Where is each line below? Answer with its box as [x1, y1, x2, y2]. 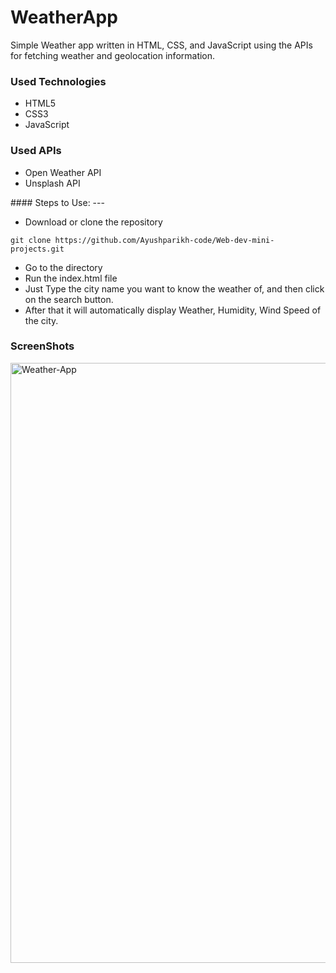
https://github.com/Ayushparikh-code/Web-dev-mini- [54, 235, 275, 245]
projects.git [10, 244, 65, 254]
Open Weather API [24, 166, 102, 178]
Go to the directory [24, 261, 103, 273]
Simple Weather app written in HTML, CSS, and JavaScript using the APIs [10, 39, 313, 51]
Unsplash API [24, 177, 81, 189]
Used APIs [10, 144, 62, 158]
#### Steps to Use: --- [10, 196, 105, 208]
